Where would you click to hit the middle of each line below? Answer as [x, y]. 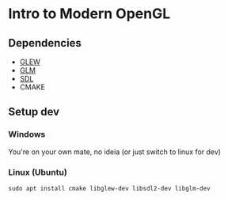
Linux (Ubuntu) [38, 172]
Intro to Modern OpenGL [89, 14]
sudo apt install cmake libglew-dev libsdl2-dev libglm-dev [110, 188]
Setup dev [34, 112]
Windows [27, 134]
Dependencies [45, 43]
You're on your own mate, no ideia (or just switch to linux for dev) [115, 152]
